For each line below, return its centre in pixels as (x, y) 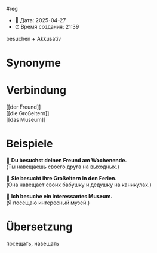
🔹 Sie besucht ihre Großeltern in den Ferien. (62, 179)
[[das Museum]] (26, 120)
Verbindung (36, 90)
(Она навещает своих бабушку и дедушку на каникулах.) (79, 185)
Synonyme (33, 63)
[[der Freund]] (24, 107)
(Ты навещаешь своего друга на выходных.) (63, 167)
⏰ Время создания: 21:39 (47, 27)
